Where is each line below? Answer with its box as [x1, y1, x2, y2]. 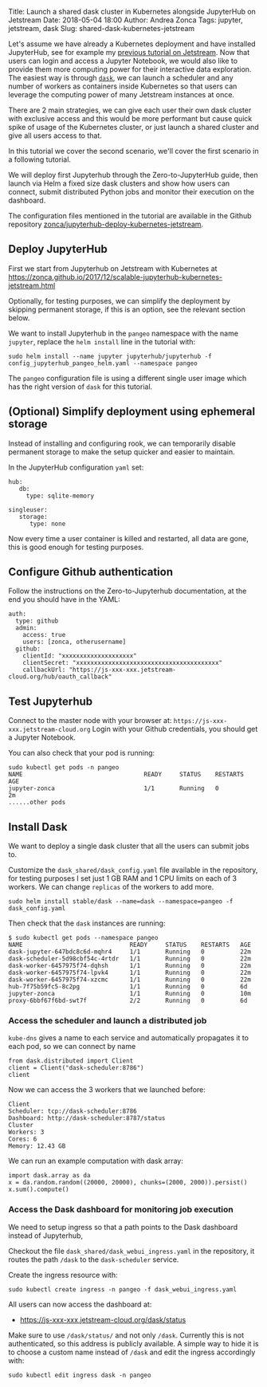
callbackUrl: [22, 666, 66, 674]
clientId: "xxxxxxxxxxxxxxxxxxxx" [22, 652, 137, 660]
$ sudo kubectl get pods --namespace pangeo [8, 934, 159, 942]
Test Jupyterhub [8, 694, 93, 708]
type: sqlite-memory [26, 492, 94, 500]
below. [8, 312, 30, 322]
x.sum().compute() [8, 1185, 69, 1194]
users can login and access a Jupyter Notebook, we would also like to [8, 56, 238, 65]
